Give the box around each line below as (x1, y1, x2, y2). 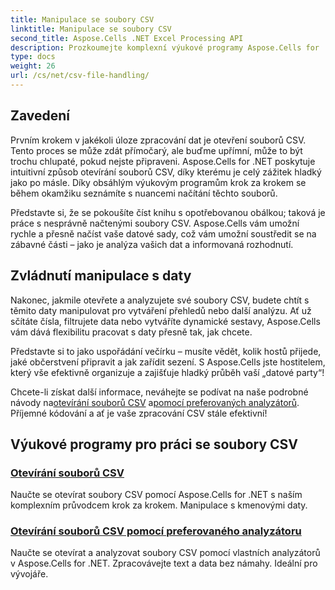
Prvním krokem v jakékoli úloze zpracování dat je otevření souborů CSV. (10, 134, 307, 146)
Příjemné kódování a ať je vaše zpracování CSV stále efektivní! (10, 407, 268, 419)
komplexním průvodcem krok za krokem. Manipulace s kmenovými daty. (10, 499, 308, 511)
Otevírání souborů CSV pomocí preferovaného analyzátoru (10, 524, 302, 538)
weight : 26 (10, 61, 56, 71)
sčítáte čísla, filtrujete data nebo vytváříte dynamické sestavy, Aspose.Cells (10, 315, 321, 327)
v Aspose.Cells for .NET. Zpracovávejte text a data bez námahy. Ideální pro (10, 557, 318, 570)
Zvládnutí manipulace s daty (10, 267, 192, 285)
